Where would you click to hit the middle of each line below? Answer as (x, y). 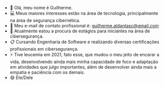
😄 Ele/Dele (21, 78)
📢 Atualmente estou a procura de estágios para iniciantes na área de (80, 31)
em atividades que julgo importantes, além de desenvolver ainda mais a (83, 67)
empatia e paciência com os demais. (47, 72)
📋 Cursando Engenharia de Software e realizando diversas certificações (84, 42)
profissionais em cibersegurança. (44, 49)
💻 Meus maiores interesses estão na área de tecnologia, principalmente (84, 13)
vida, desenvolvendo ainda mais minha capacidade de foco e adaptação (84, 62)
